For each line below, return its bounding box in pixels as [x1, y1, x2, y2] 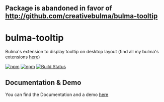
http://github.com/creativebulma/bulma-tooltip [5, 12, 158, 21]
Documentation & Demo [5, 78, 81, 87]
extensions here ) [5, 54, 40, 60]
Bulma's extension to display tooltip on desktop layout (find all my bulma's [5, 49, 159, 55]
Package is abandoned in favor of [5, 4, 112, 13]
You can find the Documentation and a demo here [5, 91, 109, 97]
